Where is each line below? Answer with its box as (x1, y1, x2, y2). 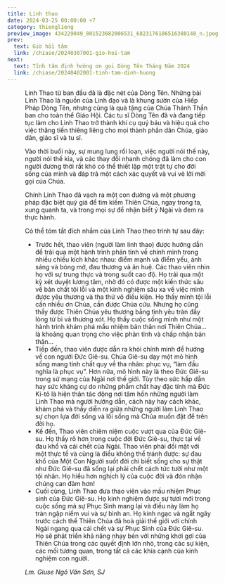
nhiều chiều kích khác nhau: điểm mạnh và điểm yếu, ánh (34, 255, 202, 264)
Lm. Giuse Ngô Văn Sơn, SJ (25, 568, 105, 576)
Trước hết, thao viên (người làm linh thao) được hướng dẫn (34, 240, 204, 248)
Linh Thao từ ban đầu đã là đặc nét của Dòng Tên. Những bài (25, 89, 202, 97)
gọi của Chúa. (25, 177, 65, 185)
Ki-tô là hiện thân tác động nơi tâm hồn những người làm (34, 390, 199, 398)
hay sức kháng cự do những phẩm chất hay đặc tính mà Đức (34, 382, 210, 390)
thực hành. (25, 212, 56, 222)
